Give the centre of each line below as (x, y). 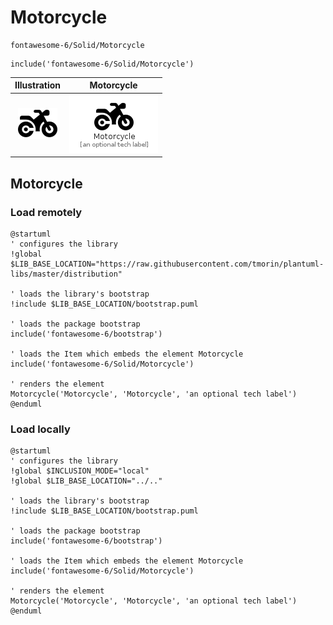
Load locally (40, 429)
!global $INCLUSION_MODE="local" (80, 471)
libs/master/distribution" (66, 274)
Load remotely (46, 212)
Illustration (38, 85)
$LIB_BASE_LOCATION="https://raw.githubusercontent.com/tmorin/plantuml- (167, 264)
